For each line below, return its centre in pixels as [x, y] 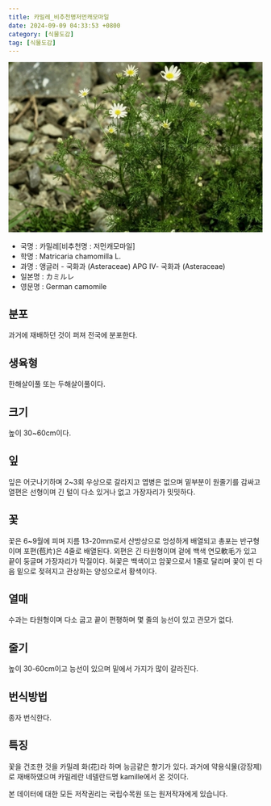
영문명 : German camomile [63, 286]
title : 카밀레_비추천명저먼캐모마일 [59, 17]
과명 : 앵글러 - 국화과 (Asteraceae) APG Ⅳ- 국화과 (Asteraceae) [123, 266]
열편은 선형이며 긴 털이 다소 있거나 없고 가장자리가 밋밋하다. [102, 492]
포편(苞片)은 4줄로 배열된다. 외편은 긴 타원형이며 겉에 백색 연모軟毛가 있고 [140, 551]
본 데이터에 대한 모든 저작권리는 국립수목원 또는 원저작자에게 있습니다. [118, 793]
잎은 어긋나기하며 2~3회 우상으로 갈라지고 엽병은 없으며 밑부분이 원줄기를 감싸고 [134, 481]
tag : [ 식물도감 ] [32, 43]
